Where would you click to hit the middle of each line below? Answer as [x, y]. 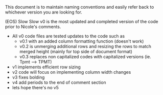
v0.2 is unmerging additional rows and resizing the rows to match [85, 46]
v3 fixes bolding [28, 77]
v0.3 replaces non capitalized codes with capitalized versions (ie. [85, 57]
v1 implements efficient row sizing [46, 67]
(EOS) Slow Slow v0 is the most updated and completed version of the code [81, 22]
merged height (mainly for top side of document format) [76, 51]
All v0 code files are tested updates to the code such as [68, 36]
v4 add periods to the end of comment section [59, 82]
